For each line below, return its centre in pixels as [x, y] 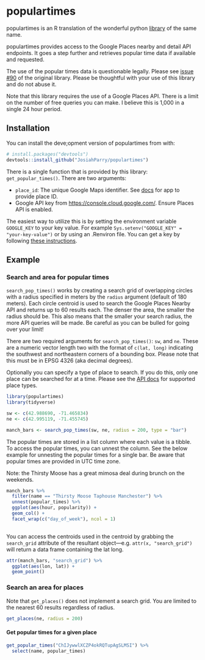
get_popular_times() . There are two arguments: [67, 178]
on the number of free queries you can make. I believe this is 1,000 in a [95, 103]
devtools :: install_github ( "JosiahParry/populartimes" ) [77, 160]
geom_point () [28, 572]
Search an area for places [45, 587]
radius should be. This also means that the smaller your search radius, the [99, 316]
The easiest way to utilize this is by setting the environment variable [92, 221]
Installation [28, 129]
